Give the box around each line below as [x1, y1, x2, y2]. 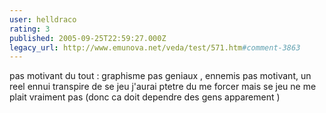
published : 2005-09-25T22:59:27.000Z [9, 33, 167, 43]
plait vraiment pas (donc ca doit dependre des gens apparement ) [9, 91, 281, 103]
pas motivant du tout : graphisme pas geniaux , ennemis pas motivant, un [9, 70, 312, 82]
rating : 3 [9, 24, 51, 34]
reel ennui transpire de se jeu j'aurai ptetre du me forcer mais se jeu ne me [9, 81, 317, 93]
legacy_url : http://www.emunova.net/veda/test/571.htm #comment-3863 [9, 42, 301, 53]
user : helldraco [9, 14, 77, 25]
